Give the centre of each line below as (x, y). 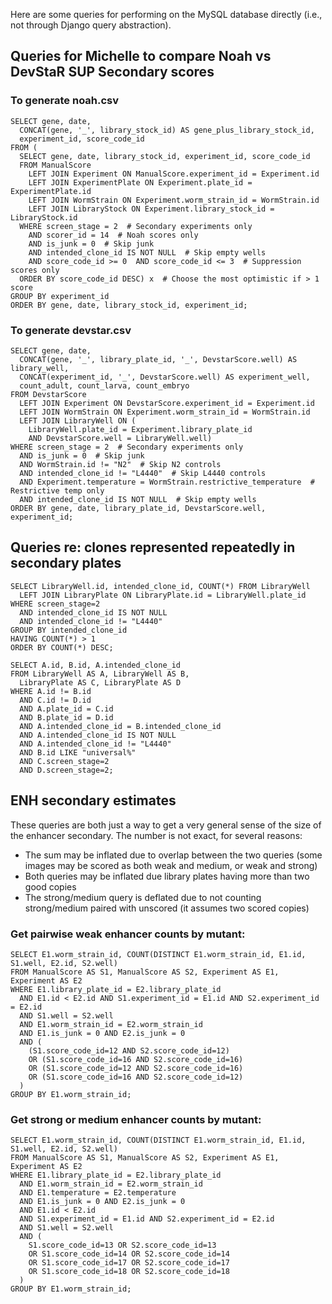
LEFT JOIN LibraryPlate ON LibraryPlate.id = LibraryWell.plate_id (163, 595)
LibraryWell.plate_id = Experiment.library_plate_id (140, 429)
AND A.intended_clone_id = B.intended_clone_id (120, 726)
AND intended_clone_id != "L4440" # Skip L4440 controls (143, 473)
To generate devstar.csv (71, 330)
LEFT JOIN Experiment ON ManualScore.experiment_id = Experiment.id (174, 174)
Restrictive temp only (57, 490)
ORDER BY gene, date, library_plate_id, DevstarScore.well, (138, 508)
